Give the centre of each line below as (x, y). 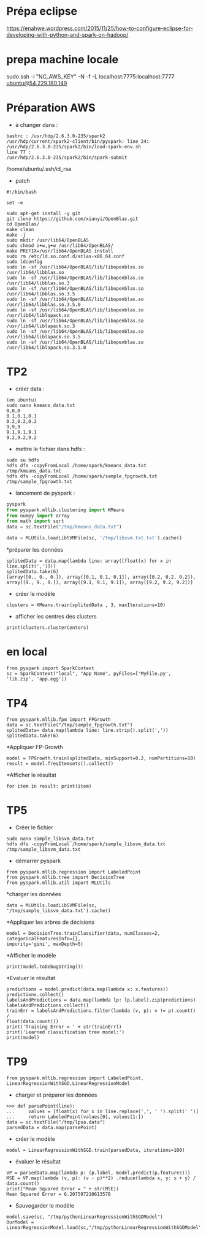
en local (27, 652)
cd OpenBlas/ (23, 224)
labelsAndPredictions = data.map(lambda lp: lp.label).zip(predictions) (101, 1000)
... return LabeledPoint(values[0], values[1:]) (75, 1117)
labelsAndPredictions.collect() (48, 1005)
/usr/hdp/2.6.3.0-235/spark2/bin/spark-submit (67, 158)
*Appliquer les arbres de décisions (51, 922)
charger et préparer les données (56, 1095)
